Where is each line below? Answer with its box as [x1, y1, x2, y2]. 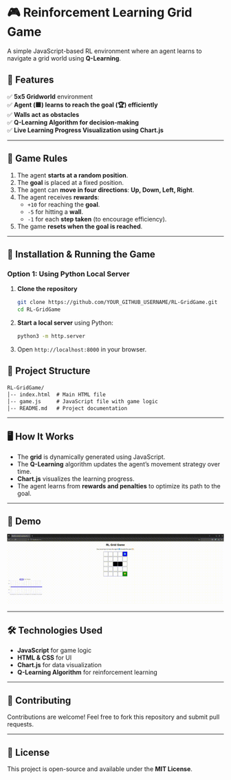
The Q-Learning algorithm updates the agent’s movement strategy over [16, 459, 221, 468]
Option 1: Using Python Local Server [7, 269, 130, 279]
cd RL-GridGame [16, 306, 61, 313]
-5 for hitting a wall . [27, 207, 84, 216]
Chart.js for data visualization [16, 661, 102, 669]
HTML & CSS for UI [16, 653, 72, 662]
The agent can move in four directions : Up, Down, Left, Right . [16, 186, 195, 194]
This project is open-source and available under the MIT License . [7, 764, 192, 773]
